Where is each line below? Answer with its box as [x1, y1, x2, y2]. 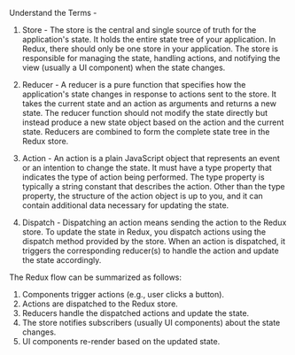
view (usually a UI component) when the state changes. [21, 62, 226, 73]
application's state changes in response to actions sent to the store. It [21, 89, 277, 99]
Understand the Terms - [9, 8, 97, 18]
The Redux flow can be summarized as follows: [9, 272, 182, 282]
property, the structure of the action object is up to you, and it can [21, 190, 263, 201]
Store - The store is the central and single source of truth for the [21, 25, 257, 35]
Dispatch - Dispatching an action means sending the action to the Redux [21, 217, 287, 228]
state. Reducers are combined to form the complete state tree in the [21, 127, 270, 136]
